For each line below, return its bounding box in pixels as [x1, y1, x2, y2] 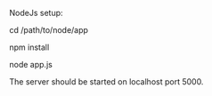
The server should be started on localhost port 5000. [9, 76, 204, 87]
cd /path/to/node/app [9, 25, 89, 35]
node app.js [9, 60, 53, 69]
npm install [9, 42, 50, 52]
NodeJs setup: [9, 8, 64, 18]
